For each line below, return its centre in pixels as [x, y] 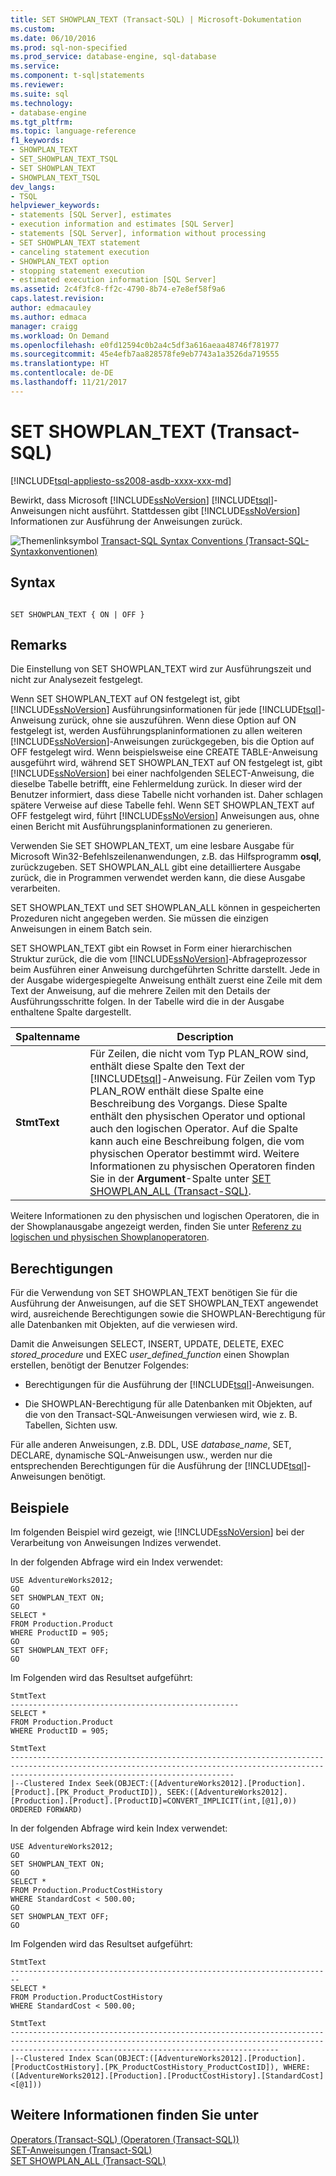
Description [205, 1037]
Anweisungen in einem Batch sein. [81, 929]
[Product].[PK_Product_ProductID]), [86, 1792]
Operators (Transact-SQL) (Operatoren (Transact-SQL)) [125, 2139]
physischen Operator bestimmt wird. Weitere [194, 1154]
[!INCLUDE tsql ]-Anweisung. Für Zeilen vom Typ [202, 1079]
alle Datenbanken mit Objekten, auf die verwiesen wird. [124, 1325]
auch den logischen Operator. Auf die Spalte [194, 1129]
